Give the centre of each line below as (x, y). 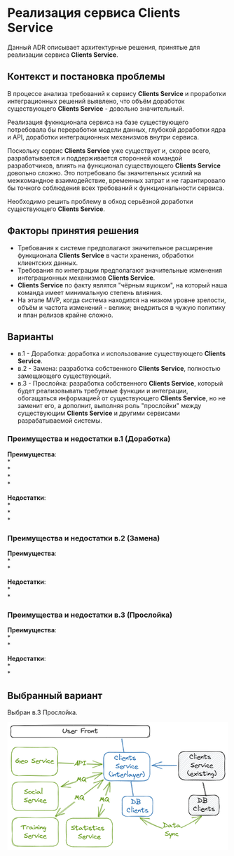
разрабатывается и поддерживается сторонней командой (95, 158)
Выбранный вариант (55, 695)
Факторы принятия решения (73, 231)
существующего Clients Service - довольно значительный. (96, 108)
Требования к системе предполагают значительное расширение (115, 247)
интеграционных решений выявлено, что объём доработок (96, 101)
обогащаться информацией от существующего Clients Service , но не (122, 398)
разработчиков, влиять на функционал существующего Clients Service (114, 165)
